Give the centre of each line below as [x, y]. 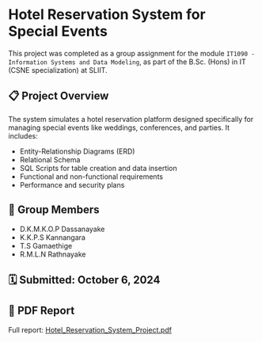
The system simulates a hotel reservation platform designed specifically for [131, 119]
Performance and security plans [72, 184]
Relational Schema [50, 159]
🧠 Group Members [54, 210]
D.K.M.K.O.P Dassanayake [62, 229]
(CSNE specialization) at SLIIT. [58, 70]
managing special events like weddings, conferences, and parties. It [119, 127]
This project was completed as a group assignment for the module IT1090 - [132, 53]
